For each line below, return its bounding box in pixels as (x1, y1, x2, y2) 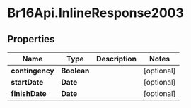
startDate (11, 78, 44, 87)
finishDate (11, 89, 47, 98)
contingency (11, 66, 54, 76)
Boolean (61, 66, 90, 76)
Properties (7, 33, 55, 45)
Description (96, 54, 137, 64)
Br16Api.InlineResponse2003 (7, 5, 184, 21)
